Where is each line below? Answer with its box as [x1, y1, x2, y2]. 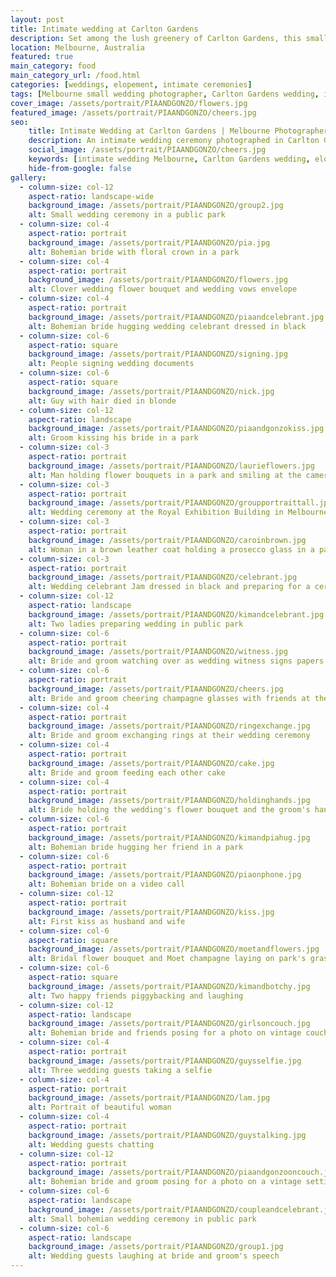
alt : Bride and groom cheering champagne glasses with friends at [28, 693, 311, 703]
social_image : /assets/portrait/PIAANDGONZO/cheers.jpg [28, 145, 267, 155]
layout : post [10, 14, 65, 25]
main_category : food [10, 61, 97, 71]
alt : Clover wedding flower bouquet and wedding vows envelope [28, 284, 298, 295]
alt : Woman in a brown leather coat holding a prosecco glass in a [28, 544, 315, 555]
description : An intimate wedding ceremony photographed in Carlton [28, 136, 320, 146]
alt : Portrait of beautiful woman [28, 1102, 172, 1113]
